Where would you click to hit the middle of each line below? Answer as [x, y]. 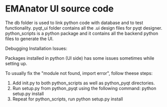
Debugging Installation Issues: [36, 48]
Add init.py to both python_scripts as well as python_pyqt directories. [83, 83]
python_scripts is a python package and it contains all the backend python [82, 33]
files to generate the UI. [29, 39]
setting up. [16, 63]
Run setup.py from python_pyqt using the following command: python [84, 88]
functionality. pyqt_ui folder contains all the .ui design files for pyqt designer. [84, 28]
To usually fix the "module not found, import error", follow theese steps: [79, 73]
